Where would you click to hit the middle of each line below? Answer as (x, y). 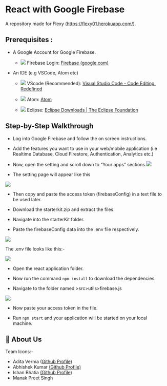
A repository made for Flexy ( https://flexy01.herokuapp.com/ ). (71, 24)
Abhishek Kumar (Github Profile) (47, 367)
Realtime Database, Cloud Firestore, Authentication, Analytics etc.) (83, 154)
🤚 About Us (24, 339)
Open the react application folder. (48, 268)
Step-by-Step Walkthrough (49, 126)
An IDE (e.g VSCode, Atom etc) (45, 72)
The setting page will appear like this (51, 174)
